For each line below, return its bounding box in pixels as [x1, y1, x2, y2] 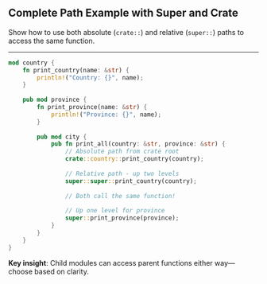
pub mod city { [37, 133, 87, 141]
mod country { [8, 59, 56, 67]
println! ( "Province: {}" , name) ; [50, 111, 161, 119]
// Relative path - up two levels [64, 169, 180, 177]
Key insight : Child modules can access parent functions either [8, 258, 213, 267]
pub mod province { [22, 95, 87, 104]
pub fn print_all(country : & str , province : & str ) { [50, 140, 226, 148]
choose [8, 266, 33, 276]
